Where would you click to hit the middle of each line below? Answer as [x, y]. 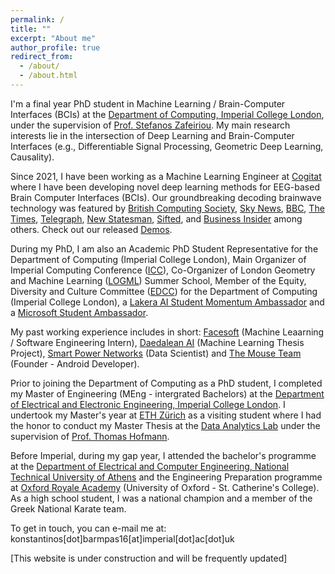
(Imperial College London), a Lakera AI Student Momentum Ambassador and [167, 302]
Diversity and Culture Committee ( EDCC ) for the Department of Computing [164, 291]
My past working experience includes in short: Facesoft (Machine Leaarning [167, 332]
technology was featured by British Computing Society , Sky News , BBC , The [167, 208]
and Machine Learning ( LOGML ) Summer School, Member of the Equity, [158, 280]
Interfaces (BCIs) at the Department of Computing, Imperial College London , [167, 114]
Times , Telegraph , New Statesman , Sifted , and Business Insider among [156, 218]
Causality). [32, 157]
